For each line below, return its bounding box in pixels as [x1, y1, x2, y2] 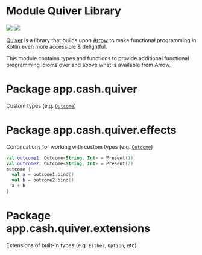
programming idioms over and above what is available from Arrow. [6, 61, 171, 68]
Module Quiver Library [6, 4, 122, 18]
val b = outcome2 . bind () [11, 177, 74, 183]
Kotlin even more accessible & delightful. [6, 43, 107, 50]
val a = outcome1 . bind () [11, 172, 74, 178]
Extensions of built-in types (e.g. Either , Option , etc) [6, 241, 137, 248]
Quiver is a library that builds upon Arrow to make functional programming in [6, 36, 197, 43]
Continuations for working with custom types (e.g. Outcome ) [6, 143, 153, 150]
